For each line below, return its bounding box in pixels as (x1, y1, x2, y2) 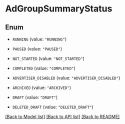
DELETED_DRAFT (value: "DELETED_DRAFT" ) (12, 104, 93, 110)
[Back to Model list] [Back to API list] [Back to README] (5, 113, 120, 119)
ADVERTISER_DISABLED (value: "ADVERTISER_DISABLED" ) (12, 75, 120, 80)
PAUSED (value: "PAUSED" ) (12, 46, 62, 51)
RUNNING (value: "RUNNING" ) (12, 36, 66, 42)
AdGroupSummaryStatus (5, 3, 112, 14)
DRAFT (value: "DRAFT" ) (12, 94, 58, 100)
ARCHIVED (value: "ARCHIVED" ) (12, 84, 71, 90)
